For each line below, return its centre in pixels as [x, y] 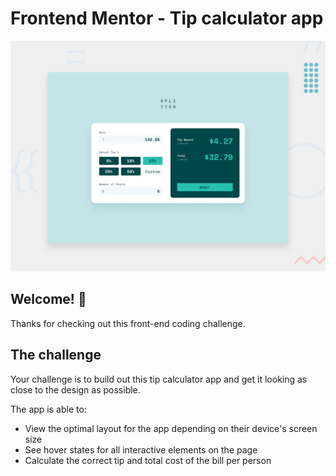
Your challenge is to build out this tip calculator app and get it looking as [159, 379]
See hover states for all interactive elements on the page [141, 449]
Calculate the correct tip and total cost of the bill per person [148, 460]
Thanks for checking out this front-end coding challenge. [128, 323]
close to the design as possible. [75, 389]
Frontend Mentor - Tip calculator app [167, 18]
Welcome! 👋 [48, 299]
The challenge [56, 355]
